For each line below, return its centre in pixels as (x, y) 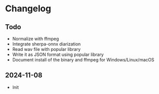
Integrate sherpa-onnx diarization (46, 44)
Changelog (28, 9)
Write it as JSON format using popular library (58, 54)
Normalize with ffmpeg (36, 39)
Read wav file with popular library (46, 49)
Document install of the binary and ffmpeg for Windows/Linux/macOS (83, 60)
